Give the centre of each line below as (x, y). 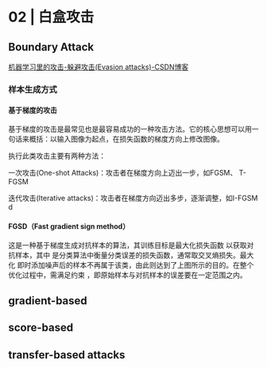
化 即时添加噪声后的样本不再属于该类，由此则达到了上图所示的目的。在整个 (131, 265)
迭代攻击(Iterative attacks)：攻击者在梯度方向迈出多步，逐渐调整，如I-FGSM (133, 198)
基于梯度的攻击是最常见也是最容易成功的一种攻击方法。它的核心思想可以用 (130, 129)
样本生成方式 (33, 89)
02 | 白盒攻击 (51, 17)
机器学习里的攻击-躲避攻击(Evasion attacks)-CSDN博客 (99, 67)
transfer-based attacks (67, 355)
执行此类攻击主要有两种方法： (57, 156)
